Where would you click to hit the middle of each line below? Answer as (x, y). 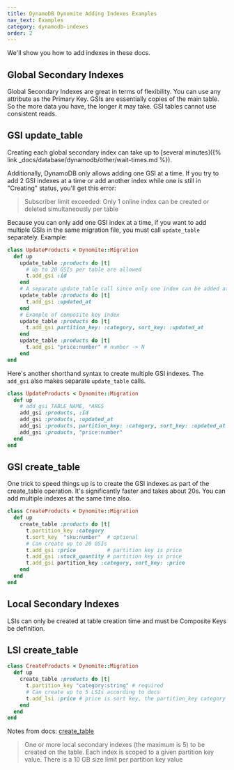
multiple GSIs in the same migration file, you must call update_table (104, 230)
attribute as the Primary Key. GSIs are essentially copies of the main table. (113, 99)
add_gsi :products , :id (54, 413)
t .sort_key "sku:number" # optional (82, 537)
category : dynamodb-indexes (48, 26)
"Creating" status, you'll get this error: (62, 188)
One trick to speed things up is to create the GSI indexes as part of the (108, 484)
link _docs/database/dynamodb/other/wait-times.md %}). (90, 159)
